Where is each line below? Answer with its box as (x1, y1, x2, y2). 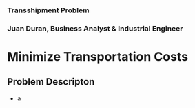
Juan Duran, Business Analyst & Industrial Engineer (7, 23, 183, 33)
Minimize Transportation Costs (7, 49, 188, 65)
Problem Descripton (7, 76, 95, 87)
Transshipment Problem (7, 5, 90, 15)
